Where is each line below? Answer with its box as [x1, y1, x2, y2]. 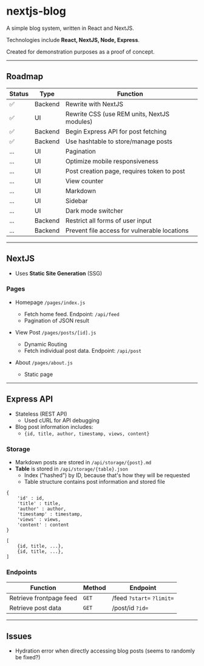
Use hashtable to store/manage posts [66, 137, 173, 146]
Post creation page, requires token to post [66, 166, 185, 175]
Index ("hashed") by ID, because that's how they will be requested [24, 471, 190, 479]
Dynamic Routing [24, 340, 67, 348]
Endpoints [6, 568, 38, 576]
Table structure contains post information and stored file [24, 478, 165, 485]
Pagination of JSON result [24, 317, 89, 324]
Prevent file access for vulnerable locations [66, 226, 189, 235]
